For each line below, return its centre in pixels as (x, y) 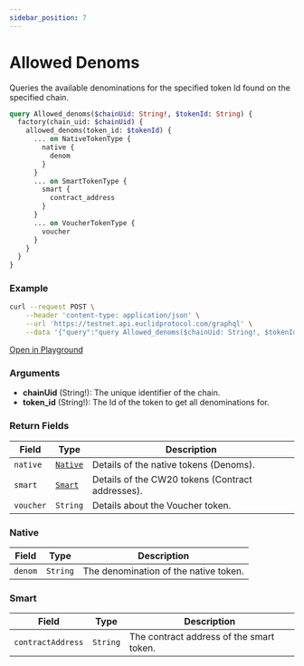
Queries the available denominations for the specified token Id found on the (150, 88)
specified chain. (39, 97)
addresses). (117, 490)
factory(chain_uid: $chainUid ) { (81, 122)
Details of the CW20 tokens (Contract (172, 479)
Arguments (35, 373)
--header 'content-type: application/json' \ (113, 316)
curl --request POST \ (52, 307)
